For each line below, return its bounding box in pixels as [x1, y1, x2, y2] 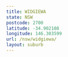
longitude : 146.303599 [6, 31, 62, 37]
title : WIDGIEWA [6, 8, 46, 15]
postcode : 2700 [6, 20, 44, 26]
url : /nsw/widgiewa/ [6, 36, 57, 42]
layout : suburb [6, 42, 44, 48]
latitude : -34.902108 [6, 25, 60, 31]
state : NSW [6, 14, 33, 20]
